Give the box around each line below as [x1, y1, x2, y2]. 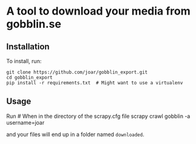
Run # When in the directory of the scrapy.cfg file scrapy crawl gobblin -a [6, 112, 191, 120]
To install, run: [6, 58, 42, 64]
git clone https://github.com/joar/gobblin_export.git [6, 69, 148, 75]
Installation [6, 41, 50, 52]
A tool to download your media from [6, 4, 191, 18]
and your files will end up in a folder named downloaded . [6, 131, 144, 138]
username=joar [6, 118, 45, 126]
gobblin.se [6, 17, 62, 31]
